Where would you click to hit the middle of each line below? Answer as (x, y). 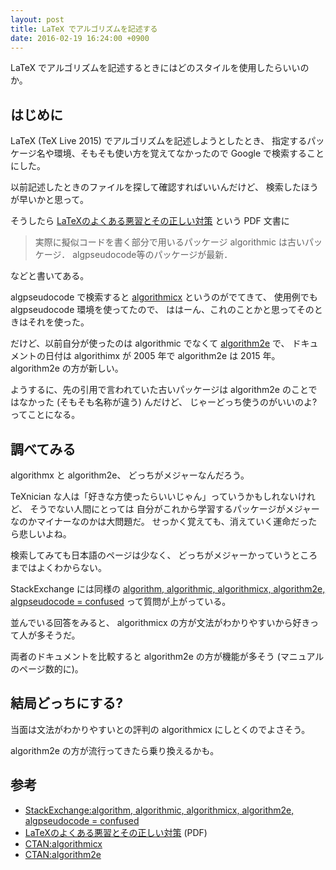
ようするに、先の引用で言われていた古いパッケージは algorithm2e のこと (159, 390)
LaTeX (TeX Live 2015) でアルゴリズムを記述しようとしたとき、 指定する (159, 141)
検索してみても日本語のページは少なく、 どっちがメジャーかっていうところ (164, 555)
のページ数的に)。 (47, 669)
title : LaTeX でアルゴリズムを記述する (84, 29)
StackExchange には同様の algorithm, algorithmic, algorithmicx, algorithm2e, (168, 589)
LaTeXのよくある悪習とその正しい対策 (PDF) (116, 832)
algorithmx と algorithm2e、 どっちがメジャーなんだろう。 (130, 475)
